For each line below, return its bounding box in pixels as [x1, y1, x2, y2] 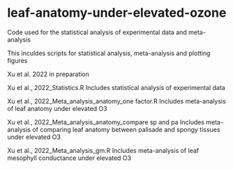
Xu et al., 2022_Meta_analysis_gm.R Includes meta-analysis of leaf [7, 146, 200, 154]
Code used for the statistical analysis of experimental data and [7, 28, 187, 36]
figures [7, 56, 28, 64]
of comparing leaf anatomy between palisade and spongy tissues [32, 125, 220, 133]
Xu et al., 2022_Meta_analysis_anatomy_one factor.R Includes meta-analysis [7, 96, 227, 105]
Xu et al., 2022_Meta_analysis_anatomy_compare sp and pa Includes [7, 117, 204, 126]
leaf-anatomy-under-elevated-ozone [7, 5, 227, 21]
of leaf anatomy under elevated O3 [7, 104, 107, 112]
